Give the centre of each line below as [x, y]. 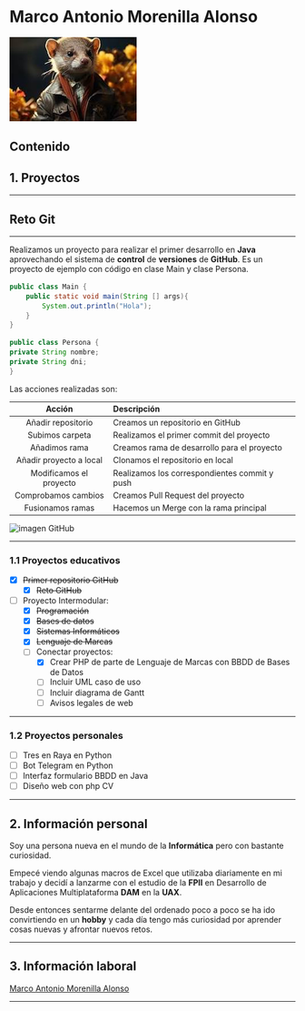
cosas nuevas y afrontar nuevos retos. [81, 929]
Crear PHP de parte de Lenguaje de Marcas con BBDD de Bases [170, 662]
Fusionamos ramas [59, 508]
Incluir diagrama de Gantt [97, 693]
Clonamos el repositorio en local [173, 460]
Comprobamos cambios [59, 495]
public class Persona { [54, 343]
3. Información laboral [73, 966]
